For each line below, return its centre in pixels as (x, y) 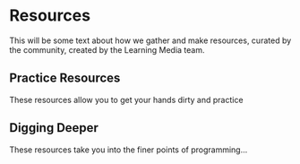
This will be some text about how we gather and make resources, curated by (150, 40)
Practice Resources (65, 78)
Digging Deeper (54, 128)
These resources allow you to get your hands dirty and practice (126, 99)
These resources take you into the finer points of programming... (129, 150)
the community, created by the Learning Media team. (107, 49)
